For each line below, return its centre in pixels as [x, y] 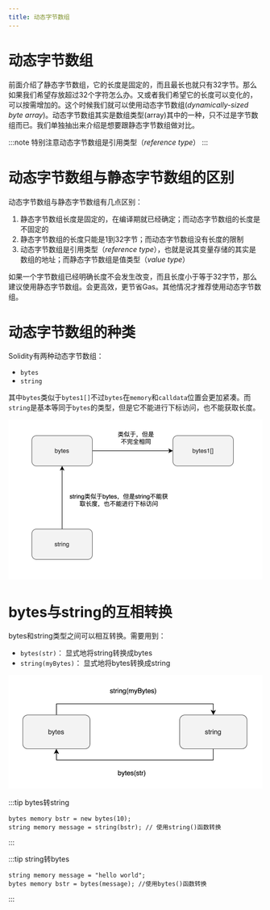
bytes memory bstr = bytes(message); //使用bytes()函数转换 [108, 884]
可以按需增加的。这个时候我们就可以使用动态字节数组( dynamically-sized [129, 104]
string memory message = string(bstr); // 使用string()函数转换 [115, 828]
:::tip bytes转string [39, 803]
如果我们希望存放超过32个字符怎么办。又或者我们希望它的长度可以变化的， [133, 95]
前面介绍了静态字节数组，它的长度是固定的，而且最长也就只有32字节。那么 [133, 84]
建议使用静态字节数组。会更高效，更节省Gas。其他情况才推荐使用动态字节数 [135, 286]
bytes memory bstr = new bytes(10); [70, 819]
